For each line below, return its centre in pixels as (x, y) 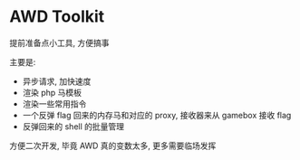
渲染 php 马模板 (52, 92)
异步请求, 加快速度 (57, 81)
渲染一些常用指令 (54, 104)
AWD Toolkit (57, 17)
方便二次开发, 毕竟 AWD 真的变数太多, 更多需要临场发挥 (113, 146)
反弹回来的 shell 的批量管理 (73, 126)
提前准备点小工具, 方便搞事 (59, 42)
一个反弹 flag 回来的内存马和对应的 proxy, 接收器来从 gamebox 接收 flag (157, 115)
